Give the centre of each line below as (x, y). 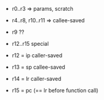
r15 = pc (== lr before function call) (55, 90)
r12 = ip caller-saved (37, 55)
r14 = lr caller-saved (36, 79)
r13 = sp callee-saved (39, 67)
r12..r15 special (30, 44)
